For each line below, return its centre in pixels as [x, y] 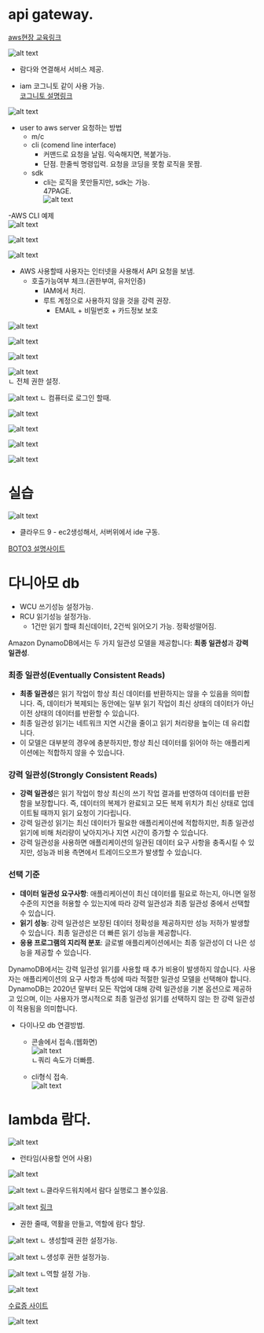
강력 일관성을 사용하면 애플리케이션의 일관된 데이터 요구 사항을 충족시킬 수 [133, 843]
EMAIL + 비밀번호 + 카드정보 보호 [106, 310]
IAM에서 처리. [64, 290]
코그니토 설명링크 [46, 95]
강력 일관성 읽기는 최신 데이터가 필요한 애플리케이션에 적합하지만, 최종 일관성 [137, 823]
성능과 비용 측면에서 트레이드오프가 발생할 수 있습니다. [119, 852]
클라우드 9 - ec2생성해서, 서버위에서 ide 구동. [90, 531]
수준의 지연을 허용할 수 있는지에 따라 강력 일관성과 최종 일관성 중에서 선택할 [135, 903]
